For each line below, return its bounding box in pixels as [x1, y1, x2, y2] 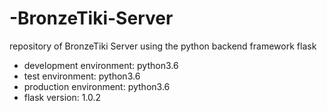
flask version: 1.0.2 [23, 91, 102, 103]
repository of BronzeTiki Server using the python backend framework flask [9, 40, 317, 52]
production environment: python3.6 [23, 80, 171, 92]
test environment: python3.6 [23, 70, 141, 82]
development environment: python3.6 [23, 59, 179, 71]
